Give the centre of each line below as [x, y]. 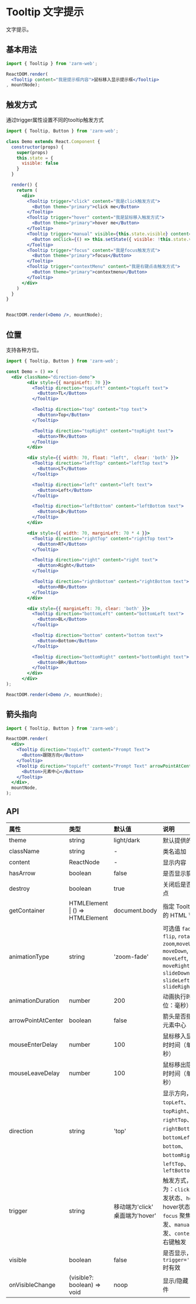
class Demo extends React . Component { [53, 141]
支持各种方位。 [24, 350]
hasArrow [22, 873]
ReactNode [85, 862]
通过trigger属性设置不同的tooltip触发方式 [55, 120]
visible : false [40, 164]
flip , [169, 936]
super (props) [32, 152]
